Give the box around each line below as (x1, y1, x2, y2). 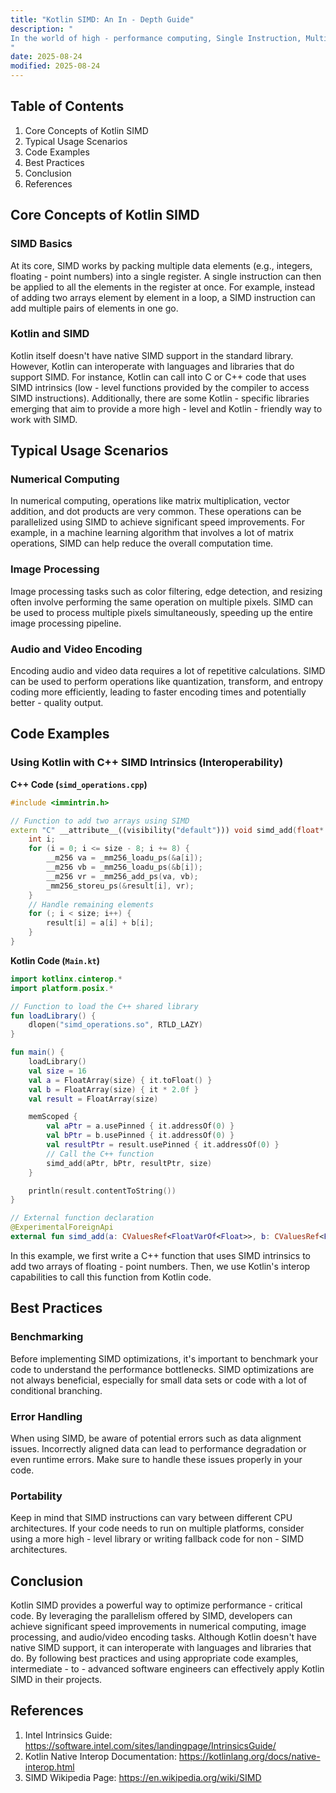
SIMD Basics (10, 237, 73, 251)
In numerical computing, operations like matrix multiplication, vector (10, 495, 290, 507)
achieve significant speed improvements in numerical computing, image (10, 1620, 307, 1632)
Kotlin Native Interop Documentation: (24, 1750, 177, 1762)
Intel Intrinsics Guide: (24, 1729, 113, 1741)
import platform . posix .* (10, 983, 114, 993)
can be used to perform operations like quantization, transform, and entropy (10, 676, 324, 688)
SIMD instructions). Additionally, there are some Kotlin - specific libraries (10, 392, 310, 404)
